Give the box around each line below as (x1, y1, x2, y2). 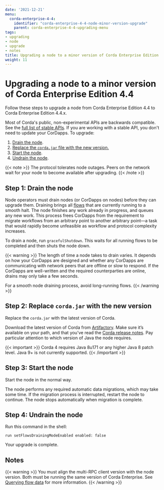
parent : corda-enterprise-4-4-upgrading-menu (14, 25, 109, 30)
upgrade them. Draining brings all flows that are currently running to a (5, 202, 146, 208)
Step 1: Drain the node (5, 184, 73, 192)
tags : (5, 30, 16, 35)
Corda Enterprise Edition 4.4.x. (5, 110, 67, 116)
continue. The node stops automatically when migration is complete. (5, 397, 143, 402)
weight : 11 (5, 57, 27, 62)
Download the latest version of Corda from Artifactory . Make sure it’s (5, 324, 143, 330)
